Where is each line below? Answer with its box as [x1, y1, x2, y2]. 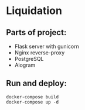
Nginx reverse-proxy [14, 49, 65, 56]
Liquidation [6, 4, 63, 18]
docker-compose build [6, 94, 59, 100]
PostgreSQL [14, 56, 44, 62]
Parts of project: [6, 27, 67, 37]
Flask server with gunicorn [14, 43, 79, 50]
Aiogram [14, 61, 36, 68]
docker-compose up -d [6, 99, 59, 105]
